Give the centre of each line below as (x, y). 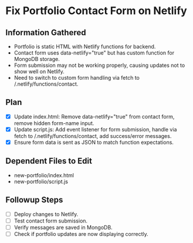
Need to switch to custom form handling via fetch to (77, 78)
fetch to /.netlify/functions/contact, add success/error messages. (93, 136)
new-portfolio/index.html (44, 175)
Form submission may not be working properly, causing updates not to (99, 65)
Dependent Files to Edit (49, 161)
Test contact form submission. (51, 221)
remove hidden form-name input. (54, 123)
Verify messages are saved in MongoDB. (63, 227)
